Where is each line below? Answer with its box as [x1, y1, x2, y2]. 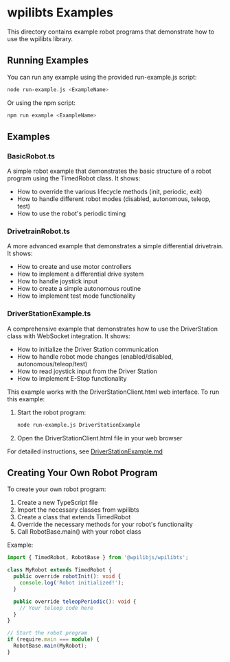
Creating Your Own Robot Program [7, 467, 158, 479]
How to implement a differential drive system [16, 270, 144, 279]
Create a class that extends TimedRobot [16, 513, 131, 521]
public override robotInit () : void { [13, 573, 122, 580]
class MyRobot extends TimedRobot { [7, 567, 112, 574]
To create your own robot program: [7, 485, 106, 493]
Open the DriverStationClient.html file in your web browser [16, 434, 183, 442]
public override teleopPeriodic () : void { [13, 598, 137, 605]
